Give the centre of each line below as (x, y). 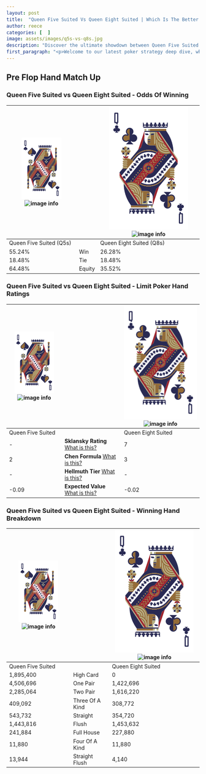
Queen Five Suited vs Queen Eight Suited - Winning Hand (93, 510)
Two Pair (84, 692)
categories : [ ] (29, 33)
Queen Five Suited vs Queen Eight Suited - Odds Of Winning (97, 95)
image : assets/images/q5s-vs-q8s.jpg (55, 39)
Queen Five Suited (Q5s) (40, 243)
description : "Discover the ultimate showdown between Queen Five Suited (103, 45)
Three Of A (87, 700)
